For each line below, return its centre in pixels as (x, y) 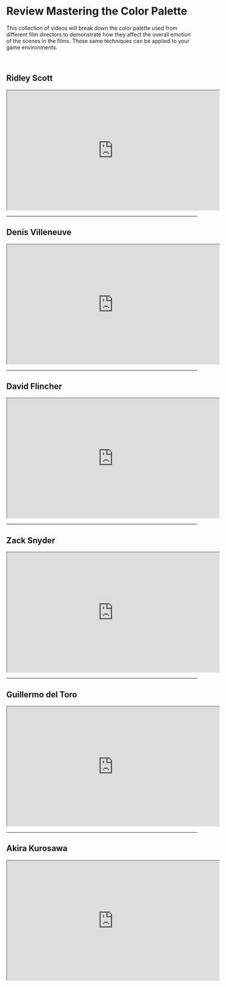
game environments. (32, 47)
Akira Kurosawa (37, 849)
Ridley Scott (30, 78)
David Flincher (34, 386)
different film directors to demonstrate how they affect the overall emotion (98, 34)
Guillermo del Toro (42, 695)
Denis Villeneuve (39, 232)
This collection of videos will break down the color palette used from (92, 28)
